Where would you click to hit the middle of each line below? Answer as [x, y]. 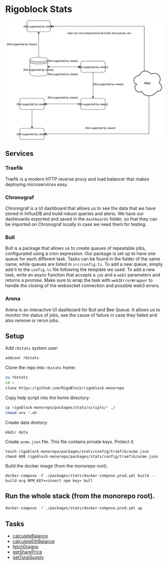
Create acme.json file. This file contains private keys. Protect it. [70, 441]
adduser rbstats [22, 358]
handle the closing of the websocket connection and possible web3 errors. [82, 286]
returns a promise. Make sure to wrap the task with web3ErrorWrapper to [79, 280]
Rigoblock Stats [39, 9]
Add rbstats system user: [32, 348]
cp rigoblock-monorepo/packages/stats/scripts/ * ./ [60, 407]
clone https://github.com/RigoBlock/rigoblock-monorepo [65, 388]
